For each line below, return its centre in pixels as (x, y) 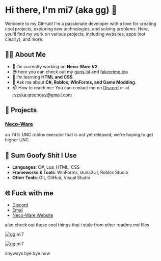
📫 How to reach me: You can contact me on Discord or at (71, 87)
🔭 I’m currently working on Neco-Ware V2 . (55, 66)
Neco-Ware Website (32, 215)
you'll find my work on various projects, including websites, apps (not (75, 34)
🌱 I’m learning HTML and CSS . (43, 77)
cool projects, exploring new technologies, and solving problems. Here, (77, 28)
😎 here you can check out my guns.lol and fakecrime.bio (70, 72)
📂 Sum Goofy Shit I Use (41, 155)
